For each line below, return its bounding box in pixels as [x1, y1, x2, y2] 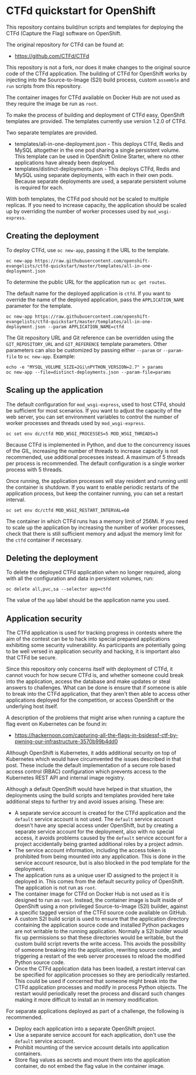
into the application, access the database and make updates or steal [6, 678, 171, 685]
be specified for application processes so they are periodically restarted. [14, 971, 190, 978]
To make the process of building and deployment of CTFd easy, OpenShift [6, 111, 185, 118]
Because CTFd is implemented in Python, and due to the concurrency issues [6, 441, 191, 448]
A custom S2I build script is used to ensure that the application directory [14, 916, 189, 923]
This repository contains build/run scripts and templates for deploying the [6, 23, 184, 30]
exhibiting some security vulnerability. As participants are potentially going [6, 642, 186, 649]
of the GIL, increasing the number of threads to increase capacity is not [6, 447, 178, 454]
